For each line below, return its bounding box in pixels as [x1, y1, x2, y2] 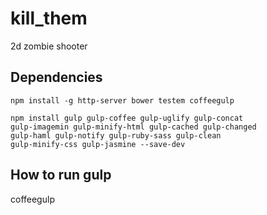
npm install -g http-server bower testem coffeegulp [10, 95, 235, 106]
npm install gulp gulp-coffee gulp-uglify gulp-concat [10, 113, 244, 123]
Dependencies [10, 69, 103, 86]
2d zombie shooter [10, 40, 88, 52]
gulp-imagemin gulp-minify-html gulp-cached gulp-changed [10, 122, 257, 132]
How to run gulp [10, 167, 112, 184]
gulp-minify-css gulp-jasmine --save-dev [10, 139, 186, 149]
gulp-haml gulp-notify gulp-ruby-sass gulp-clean [10, 130, 222, 141]
